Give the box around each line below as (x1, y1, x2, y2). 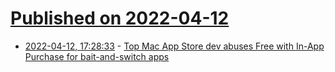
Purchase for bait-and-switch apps (24, 50, 170, 62)
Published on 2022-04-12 (10, 7, 230, 30)
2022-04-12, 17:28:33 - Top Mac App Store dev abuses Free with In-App (24, 40, 325, 52)
